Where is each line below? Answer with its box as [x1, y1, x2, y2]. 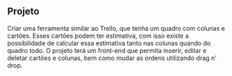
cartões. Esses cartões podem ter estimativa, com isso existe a [7, 31, 189, 40]
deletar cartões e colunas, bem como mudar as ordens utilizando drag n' [7, 54, 217, 62]
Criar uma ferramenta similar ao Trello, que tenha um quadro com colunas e [7, 24, 226, 32]
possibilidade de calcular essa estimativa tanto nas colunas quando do [7, 38, 211, 47]
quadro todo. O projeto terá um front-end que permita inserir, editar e [7, 46, 207, 54]
